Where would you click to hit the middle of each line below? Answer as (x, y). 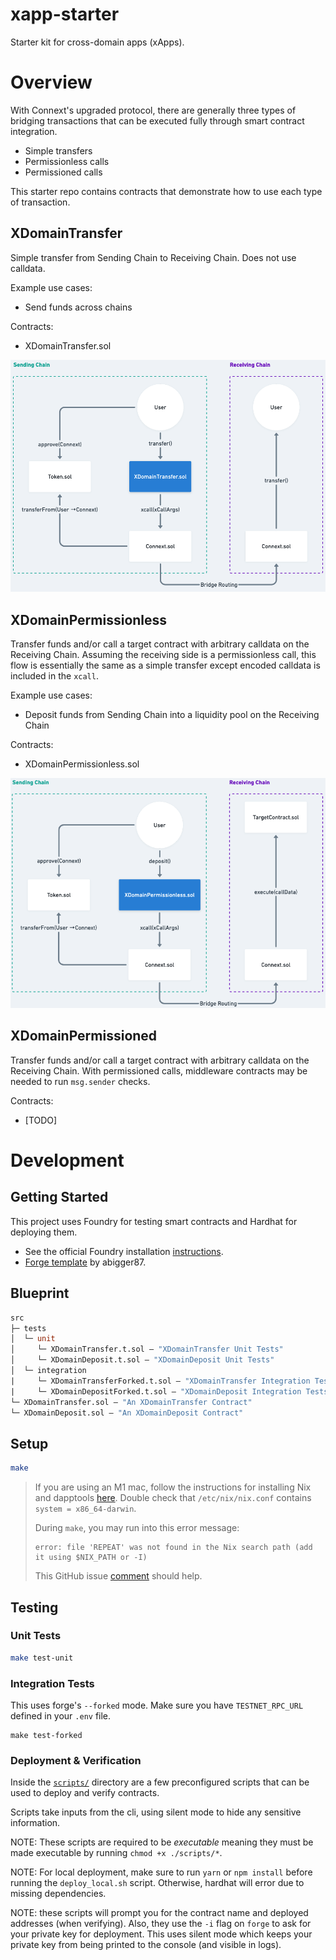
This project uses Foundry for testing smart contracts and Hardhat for (154, 1221)
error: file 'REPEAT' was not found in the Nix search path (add (173, 1548)
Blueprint (40, 1293)
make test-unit (42, 1658)
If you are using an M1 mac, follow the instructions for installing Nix (173, 1487)
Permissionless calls (67, 161)
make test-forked (46, 1735)
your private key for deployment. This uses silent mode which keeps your (161, 1934)
